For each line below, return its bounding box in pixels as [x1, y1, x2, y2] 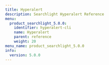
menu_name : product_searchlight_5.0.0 [5, 43, 84, 48]
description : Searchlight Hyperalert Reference [5, 12, 105, 17]
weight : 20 [14, 39, 36, 44]
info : [5, 48, 16, 53]
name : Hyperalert [14, 30, 50, 35]
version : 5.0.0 [9, 52, 41, 58]
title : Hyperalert [5, 7, 43, 12]
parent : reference [14, 35, 52, 40]
